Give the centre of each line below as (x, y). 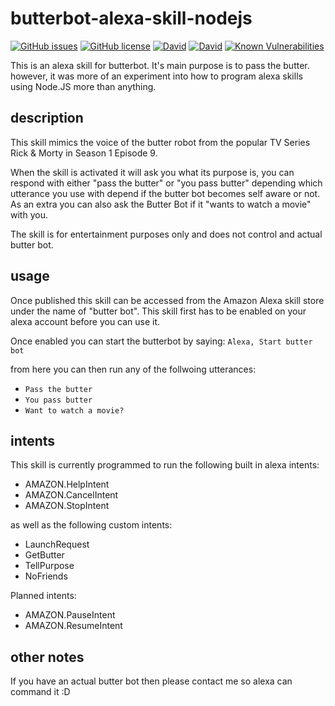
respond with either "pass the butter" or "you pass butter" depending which (166, 183)
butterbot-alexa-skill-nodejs (131, 18)
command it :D (40, 692)
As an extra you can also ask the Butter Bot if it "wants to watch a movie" (161, 204)
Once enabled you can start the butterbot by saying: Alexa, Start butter (161, 341)
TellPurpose (49, 566)
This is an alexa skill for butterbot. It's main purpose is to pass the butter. (160, 65)
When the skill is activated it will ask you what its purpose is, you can (152, 172)
